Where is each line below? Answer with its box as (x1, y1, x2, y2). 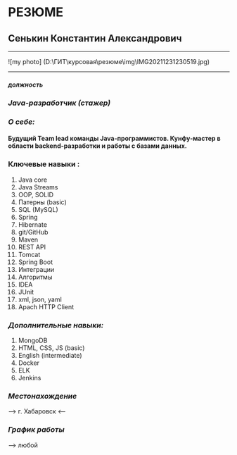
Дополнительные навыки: (8, 320, 104, 330)
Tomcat (18, 250, 41, 258)
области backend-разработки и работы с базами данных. (8, 142, 187, 150)
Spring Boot (18, 258, 53, 266)
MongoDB (18, 336, 48, 345)
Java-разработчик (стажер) (8, 98, 111, 108)
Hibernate (18, 220, 48, 229)
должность (8, 80, 44, 89)
